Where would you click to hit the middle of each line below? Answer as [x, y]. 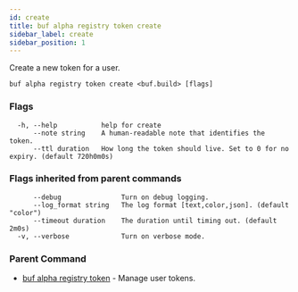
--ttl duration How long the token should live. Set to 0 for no [161, 148]
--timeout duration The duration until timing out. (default [155, 221]
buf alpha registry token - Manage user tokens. [109, 279]
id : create [29, 17]
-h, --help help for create [90, 125]
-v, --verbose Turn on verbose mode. [111, 236]
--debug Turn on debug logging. [121, 197]
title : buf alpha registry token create [86, 26]
